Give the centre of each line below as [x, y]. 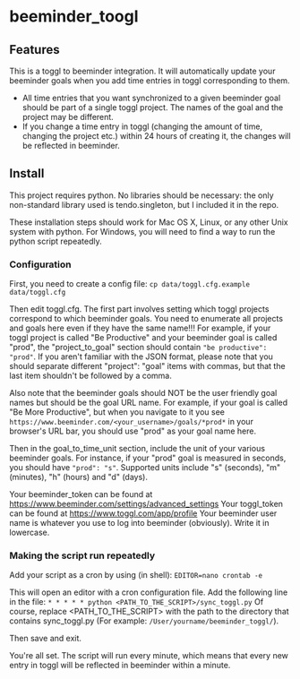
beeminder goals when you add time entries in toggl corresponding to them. [150, 81]
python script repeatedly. [56, 241]
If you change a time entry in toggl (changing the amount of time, [142, 126]
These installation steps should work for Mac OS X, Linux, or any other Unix [149, 222]
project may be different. [68, 117]
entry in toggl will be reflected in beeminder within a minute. [120, 666]
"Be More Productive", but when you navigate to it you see [117, 412]
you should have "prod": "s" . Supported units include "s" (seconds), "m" [145, 468]
